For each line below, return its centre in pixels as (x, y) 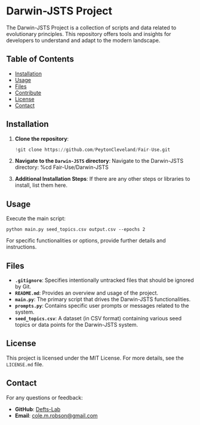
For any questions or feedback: (44, 397)
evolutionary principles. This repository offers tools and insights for (89, 34)
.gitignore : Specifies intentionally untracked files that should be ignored (104, 280)
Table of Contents (40, 59)
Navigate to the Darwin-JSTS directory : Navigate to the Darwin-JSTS (99, 161)
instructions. (21, 247)
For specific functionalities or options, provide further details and (86, 241)
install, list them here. (41, 185)
